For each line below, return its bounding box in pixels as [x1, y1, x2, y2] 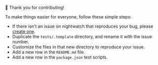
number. [12, 39, 29, 45]
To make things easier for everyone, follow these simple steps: [5, 14, 132, 19]
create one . [12, 29, 36, 34]
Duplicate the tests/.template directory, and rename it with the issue [12, 34, 152, 39]
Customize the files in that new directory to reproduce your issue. [12, 44, 145, 49]
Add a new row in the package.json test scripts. [12, 54, 108, 60]
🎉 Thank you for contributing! [5, 5, 65, 10]
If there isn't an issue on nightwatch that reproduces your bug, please [12, 23, 154, 29]
